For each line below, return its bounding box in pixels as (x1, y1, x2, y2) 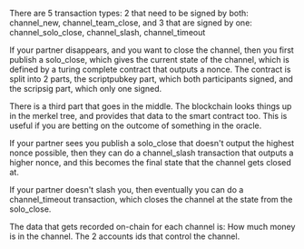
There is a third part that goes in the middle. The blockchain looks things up (9, 101, 292, 112)
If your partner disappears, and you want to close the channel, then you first (9, 45, 295, 55)
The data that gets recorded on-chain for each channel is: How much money (9, 222, 296, 232)
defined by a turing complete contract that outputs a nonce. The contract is (9, 64, 291, 75)
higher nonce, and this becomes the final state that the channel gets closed (9, 157, 292, 167)
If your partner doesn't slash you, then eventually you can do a (9, 184, 244, 194)
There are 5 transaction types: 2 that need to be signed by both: (9, 8, 250, 18)
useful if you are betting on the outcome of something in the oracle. (9, 120, 262, 131)
